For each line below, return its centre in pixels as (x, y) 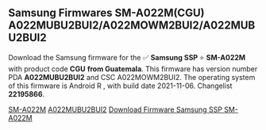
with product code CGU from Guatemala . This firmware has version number (133, 69)
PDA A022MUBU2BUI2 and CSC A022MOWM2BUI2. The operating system (132, 77)
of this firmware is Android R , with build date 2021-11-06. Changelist (120, 86)
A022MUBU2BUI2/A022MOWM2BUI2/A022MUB (132, 26)
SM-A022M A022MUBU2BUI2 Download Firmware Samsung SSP (115, 109)
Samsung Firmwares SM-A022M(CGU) (106, 13)
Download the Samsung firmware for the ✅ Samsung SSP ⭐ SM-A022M (127, 57)
